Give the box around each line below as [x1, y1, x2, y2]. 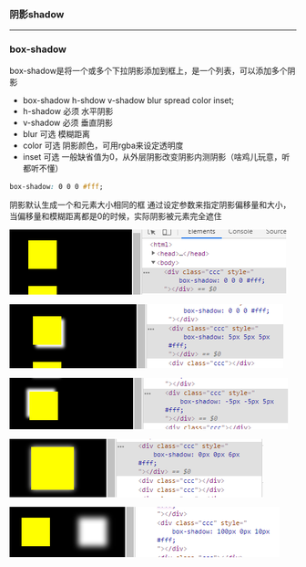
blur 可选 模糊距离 [22, 128, 91, 139]
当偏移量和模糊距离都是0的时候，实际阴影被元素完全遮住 [9, 211, 222, 222]
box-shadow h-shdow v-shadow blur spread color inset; [22, 94, 235, 106]
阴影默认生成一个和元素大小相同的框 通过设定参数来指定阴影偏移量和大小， [9, 199, 291, 211]
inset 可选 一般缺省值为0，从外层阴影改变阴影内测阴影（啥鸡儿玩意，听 [22, 151, 291, 162]
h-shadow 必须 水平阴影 [22, 105, 114, 116]
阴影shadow [9, 7, 65, 20]
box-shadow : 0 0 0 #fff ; [9, 182, 104, 191]
